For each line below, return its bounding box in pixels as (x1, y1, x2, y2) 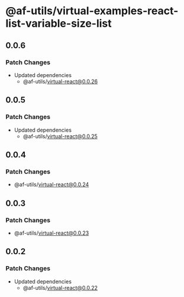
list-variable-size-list (5, 17, 112, 30)
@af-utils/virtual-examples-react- (5, 4, 179, 18)
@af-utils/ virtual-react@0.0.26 (22, 78, 98, 85)
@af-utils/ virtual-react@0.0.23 (14, 229, 89, 237)
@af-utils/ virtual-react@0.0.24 (14, 181, 89, 188)
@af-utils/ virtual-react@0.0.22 (22, 284, 98, 291)
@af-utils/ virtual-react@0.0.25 (22, 132, 98, 140)
